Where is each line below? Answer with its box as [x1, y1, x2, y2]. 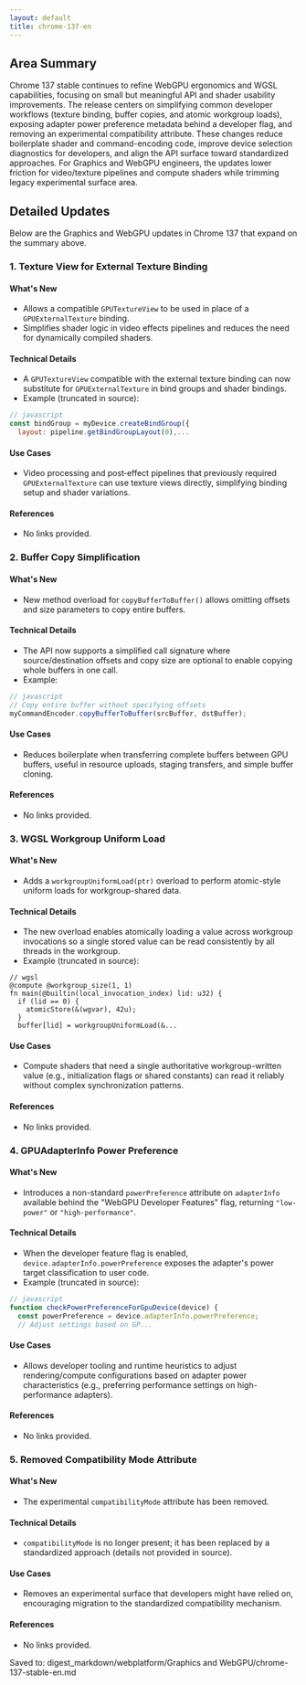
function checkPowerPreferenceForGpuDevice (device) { [9, 1303, 219, 1312]
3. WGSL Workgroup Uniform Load [9, 832, 166, 845]
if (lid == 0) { [17, 997, 79, 1006]
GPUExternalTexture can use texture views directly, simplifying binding [22, 477, 288, 489]
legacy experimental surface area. [9, 177, 139, 188]
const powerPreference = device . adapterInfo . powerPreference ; [17, 1311, 259, 1320]
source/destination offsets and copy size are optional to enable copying [22, 654, 293, 665]
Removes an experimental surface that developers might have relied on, [22, 1588, 294, 1599]
